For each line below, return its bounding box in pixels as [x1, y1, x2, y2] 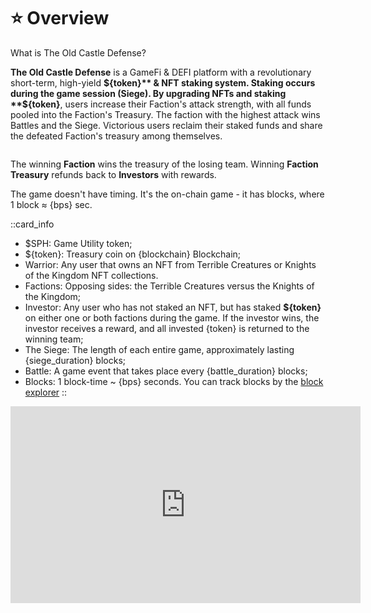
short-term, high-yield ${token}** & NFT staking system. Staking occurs [10, 76, 316, 89]
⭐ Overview [10, 7, 110, 30]
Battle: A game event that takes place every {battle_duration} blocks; [24, 365, 308, 377]
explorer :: [24, 386, 68, 398]
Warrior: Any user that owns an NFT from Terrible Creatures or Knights [24, 258, 317, 270]
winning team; [24, 333, 84, 345]
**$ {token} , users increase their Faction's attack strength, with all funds [10, 98, 312, 110]
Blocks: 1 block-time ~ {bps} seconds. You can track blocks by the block [24, 375, 324, 387]
